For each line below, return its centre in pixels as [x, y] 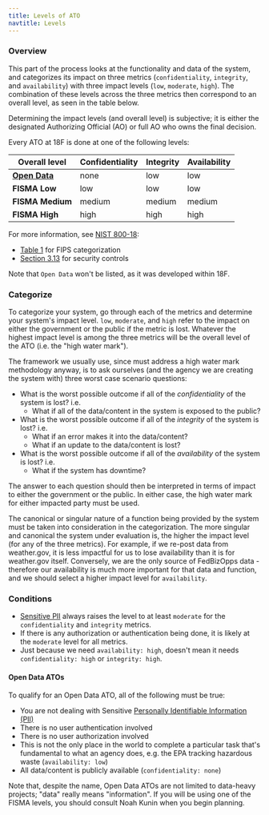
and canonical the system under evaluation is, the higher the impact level [129, 536]
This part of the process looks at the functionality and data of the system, [129, 68]
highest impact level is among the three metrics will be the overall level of [129, 338]
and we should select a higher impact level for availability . [108, 578]
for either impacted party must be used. [74, 503]
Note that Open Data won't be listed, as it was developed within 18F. [119, 274]
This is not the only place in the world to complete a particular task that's [140, 745]
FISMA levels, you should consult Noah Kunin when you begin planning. [127, 802]
